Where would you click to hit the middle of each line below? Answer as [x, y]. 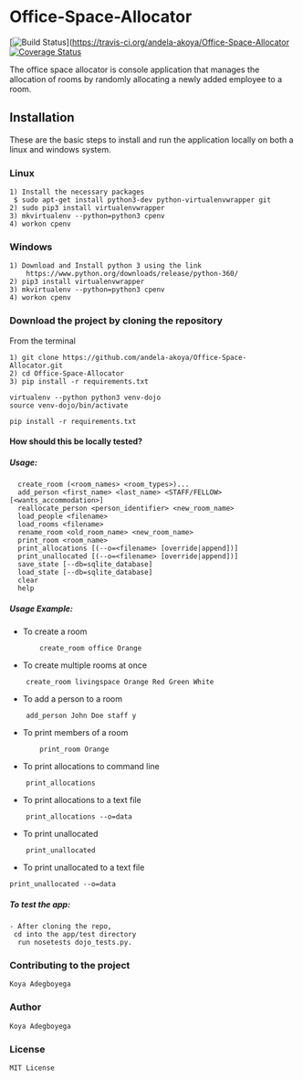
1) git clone [34, 357]
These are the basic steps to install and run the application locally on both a [151, 140]
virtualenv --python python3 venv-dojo [85, 397]
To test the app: [40, 904]
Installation [42, 117]
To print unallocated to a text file [84, 868]
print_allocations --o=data [79, 817]
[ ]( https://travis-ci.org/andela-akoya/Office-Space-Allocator [150, 42]
